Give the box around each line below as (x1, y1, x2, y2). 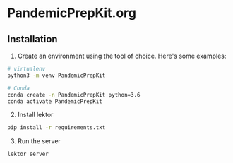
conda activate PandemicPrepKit (7, 97, 102, 105)
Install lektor (17, 111, 54, 119)
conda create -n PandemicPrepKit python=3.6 (7, 91, 141, 98)
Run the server (17, 137, 61, 145)
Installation (7, 33, 58, 45)
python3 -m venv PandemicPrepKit (7, 72, 106, 79)
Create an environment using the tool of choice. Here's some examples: (17, 52, 227, 60)
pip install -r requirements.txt (7, 124, 106, 131)
